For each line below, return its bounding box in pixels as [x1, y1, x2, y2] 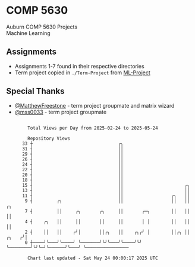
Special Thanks [6, 86, 65, 96]
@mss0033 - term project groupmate [14, 108, 107, 115]
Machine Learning [6, 29, 51, 36]
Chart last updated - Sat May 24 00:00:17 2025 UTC [27, 255, 159, 261]
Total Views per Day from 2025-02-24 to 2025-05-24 [27, 125, 159, 131]
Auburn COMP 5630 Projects [6, 23, 78, 30]
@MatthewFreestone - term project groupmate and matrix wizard [14, 102, 175, 109]
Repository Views [27, 135, 70, 142]
